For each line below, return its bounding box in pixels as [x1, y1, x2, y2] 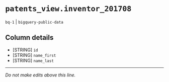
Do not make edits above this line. [5, 72, 76, 78]
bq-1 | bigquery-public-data [5, 19, 64, 25]
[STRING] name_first [12, 52, 56, 58]
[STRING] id [12, 47, 38, 53]
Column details [5, 33, 54, 42]
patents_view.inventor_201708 [5, 4, 132, 14]
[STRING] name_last [12, 57, 54, 63]
